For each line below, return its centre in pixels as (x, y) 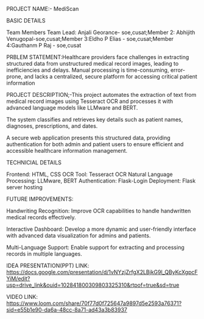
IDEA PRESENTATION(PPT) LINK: (48, 265)
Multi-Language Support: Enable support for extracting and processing (95, 247)
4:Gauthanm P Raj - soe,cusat (44, 45)
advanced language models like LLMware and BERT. (72, 108)
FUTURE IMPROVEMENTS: (40, 199)
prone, (15, 76)
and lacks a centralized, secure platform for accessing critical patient (111, 76)
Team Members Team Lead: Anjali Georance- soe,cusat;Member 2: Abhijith (101, 32)
